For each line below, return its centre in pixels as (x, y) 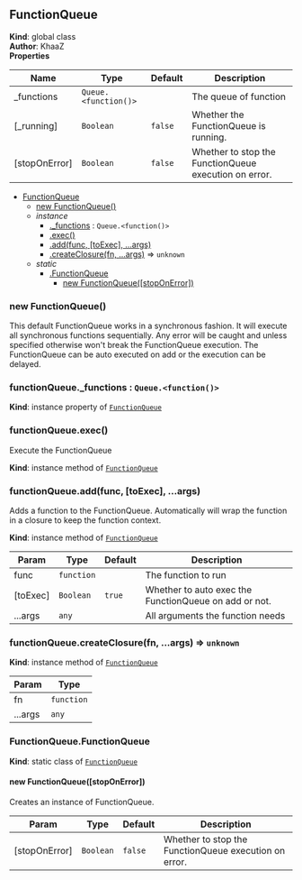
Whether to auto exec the (199, 590)
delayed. (26, 364)
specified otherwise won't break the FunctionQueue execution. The (134, 345)
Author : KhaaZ (37, 46)
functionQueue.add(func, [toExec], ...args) (105, 490)
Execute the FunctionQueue (61, 450)
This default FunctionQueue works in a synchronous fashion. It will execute (148, 326)
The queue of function (239, 96)
